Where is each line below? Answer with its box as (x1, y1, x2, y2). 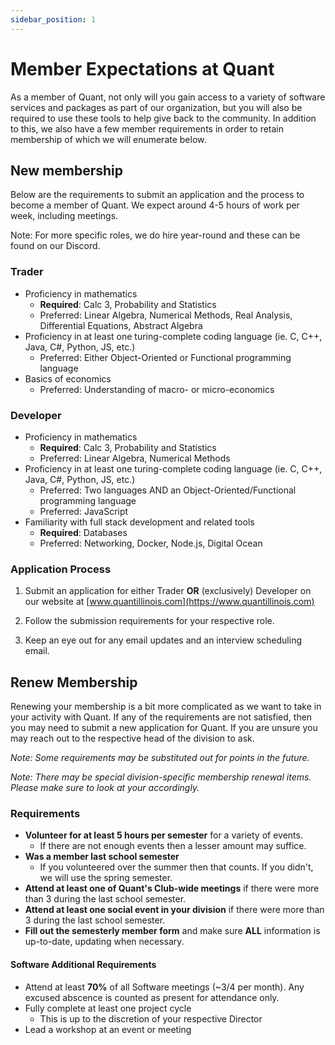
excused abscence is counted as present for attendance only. (24, 991, 280, 1003)
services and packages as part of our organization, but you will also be (10, 101, 303, 113)
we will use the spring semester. (39, 872, 173, 884)
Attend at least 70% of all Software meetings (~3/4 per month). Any (24, 981, 305, 993)
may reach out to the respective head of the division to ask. (10, 732, 255, 745)
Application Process (10, 562, 112, 576)
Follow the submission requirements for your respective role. (24, 615, 275, 627)
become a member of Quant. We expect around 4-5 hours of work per (10, 199, 300, 211)
